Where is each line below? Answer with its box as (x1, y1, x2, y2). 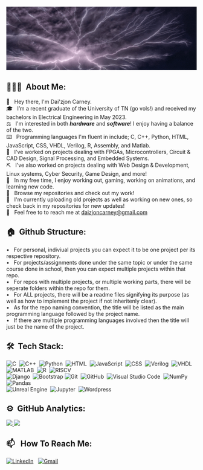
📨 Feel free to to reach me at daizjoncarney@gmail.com (6, 208, 148, 216)
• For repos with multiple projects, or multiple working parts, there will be (6, 278, 192, 285)
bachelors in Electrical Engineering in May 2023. (6, 113, 127, 121)
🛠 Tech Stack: (6, 341, 64, 352)
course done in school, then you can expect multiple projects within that (6, 265, 186, 272)
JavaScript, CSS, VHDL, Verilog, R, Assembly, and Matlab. (6, 141, 151, 149)
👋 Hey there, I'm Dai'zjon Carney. (6, 98, 92, 105)
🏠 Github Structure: (6, 227, 86, 237)
